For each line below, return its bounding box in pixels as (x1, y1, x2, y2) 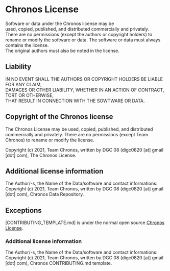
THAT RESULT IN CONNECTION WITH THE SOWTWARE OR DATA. (5, 97, 145, 104)
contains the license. (5, 42, 49, 48)
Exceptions (5, 206, 42, 215)
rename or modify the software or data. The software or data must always (5, 37, 161, 43)
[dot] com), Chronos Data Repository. (5, 191, 84, 198)
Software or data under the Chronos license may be (5, 20, 114, 27)
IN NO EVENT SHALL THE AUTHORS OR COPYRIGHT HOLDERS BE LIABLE (5, 76, 163, 82)
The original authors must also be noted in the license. (5, 47, 120, 54)
